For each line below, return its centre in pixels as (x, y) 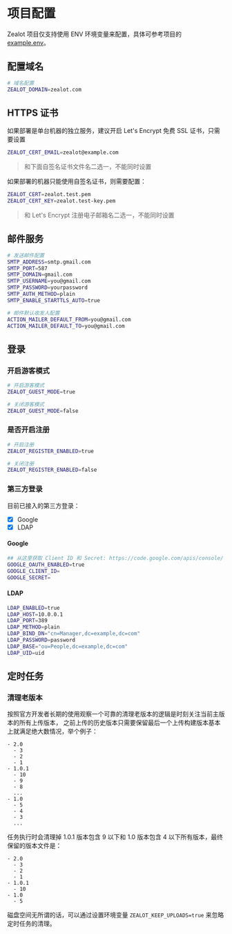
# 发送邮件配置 (26, 255)
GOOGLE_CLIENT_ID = (33, 571)
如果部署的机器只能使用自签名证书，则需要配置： (77, 182)
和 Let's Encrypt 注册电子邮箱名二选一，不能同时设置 (99, 215)
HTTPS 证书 (33, 113)
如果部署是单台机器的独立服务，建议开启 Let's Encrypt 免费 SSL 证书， (108, 131)
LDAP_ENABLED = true (33, 608)
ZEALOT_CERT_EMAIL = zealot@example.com (63, 152)
